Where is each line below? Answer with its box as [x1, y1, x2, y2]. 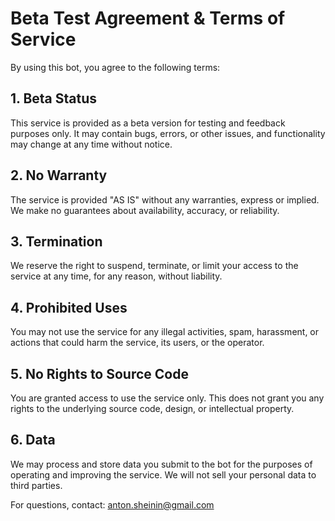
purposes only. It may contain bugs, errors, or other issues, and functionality [10, 127, 326, 139]
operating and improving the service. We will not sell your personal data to [10, 468, 317, 481]
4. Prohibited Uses [10, 299, 128, 316]
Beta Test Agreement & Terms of [10, 7, 286, 30]
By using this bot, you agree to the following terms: [10, 61, 221, 73]
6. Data [10, 432, 56, 449]
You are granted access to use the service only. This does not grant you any [10, 392, 325, 404]
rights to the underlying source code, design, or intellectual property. [10, 403, 295, 414]
